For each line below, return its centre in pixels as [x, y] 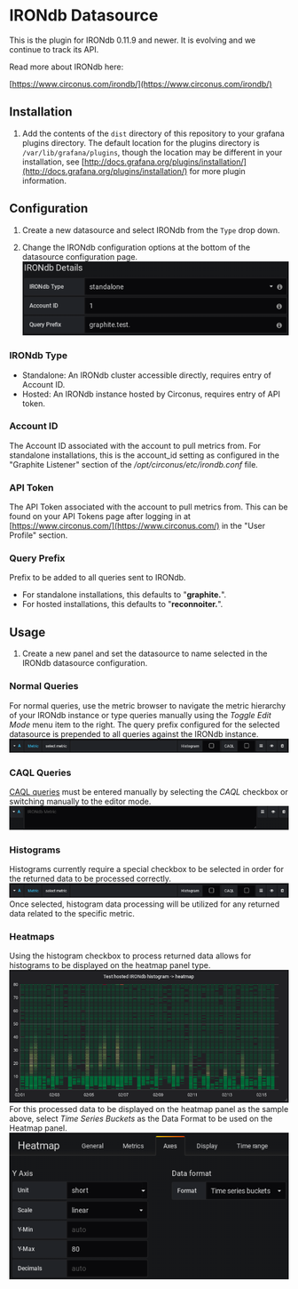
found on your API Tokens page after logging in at [100, 516]
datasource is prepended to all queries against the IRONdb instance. [134, 733]
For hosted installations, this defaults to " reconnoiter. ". [122, 604]
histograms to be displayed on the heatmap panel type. [110, 965]
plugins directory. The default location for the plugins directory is [141, 142]
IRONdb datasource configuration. [85, 663]
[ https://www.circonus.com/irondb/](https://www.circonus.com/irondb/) [141, 84]
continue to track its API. [54, 49]
